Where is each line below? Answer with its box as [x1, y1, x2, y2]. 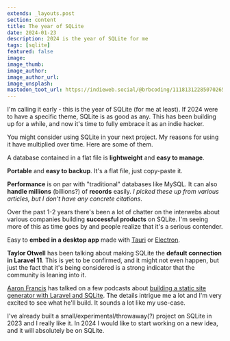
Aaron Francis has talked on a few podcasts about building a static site [7, 284, 207, 292]
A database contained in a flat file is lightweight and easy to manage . [7, 153, 205, 162]
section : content [7, 16, 57, 23]
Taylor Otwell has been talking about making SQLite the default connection [7, 249, 222, 257]
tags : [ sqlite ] [7, 42, 51, 49]
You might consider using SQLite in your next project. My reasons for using [7, 133, 219, 141]
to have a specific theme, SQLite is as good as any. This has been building [7, 112, 217, 121]
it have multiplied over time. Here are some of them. [7, 140, 153, 149]
